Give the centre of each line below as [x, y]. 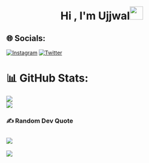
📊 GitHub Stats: [48, 78]
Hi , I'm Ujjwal [95, 16]
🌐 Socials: [26, 38]
